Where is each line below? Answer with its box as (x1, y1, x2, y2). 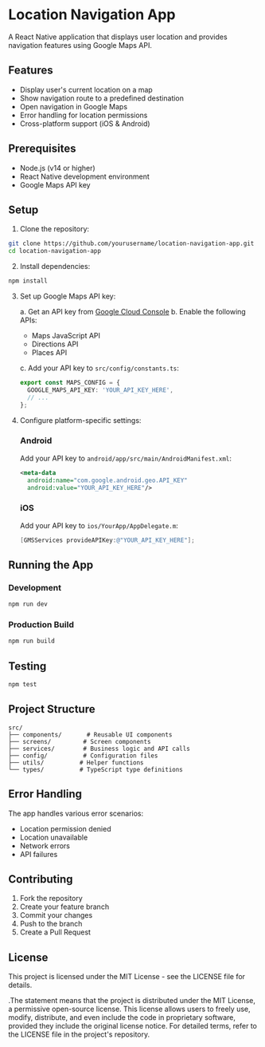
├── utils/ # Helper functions (8, 758, 145, 767)
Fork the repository (19, 894, 84, 903)
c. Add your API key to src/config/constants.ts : (19, 363, 179, 373)
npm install (8, 277, 48, 285)
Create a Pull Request (19, 927, 92, 937)
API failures (19, 849, 58, 859)
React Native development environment (19, 172, 150, 181)
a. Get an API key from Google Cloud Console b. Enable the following (19, 307, 247, 316)
